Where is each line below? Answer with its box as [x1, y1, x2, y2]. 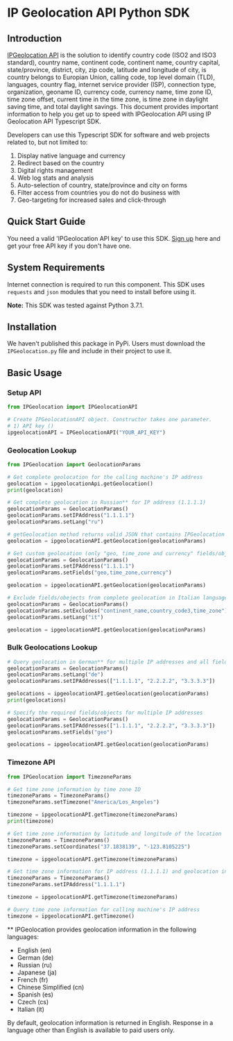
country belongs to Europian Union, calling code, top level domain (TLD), [7, 73, 215, 81]
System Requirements [7, 262, 105, 273]
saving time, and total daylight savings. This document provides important [7, 103, 218, 110]
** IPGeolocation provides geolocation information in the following [7, 925, 196, 933]
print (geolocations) [7, 697, 67, 704]
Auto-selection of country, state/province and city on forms [17, 181, 187, 189]
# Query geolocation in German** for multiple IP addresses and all [7, 658, 209, 666]
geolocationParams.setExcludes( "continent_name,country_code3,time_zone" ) [7, 607, 228, 614]
